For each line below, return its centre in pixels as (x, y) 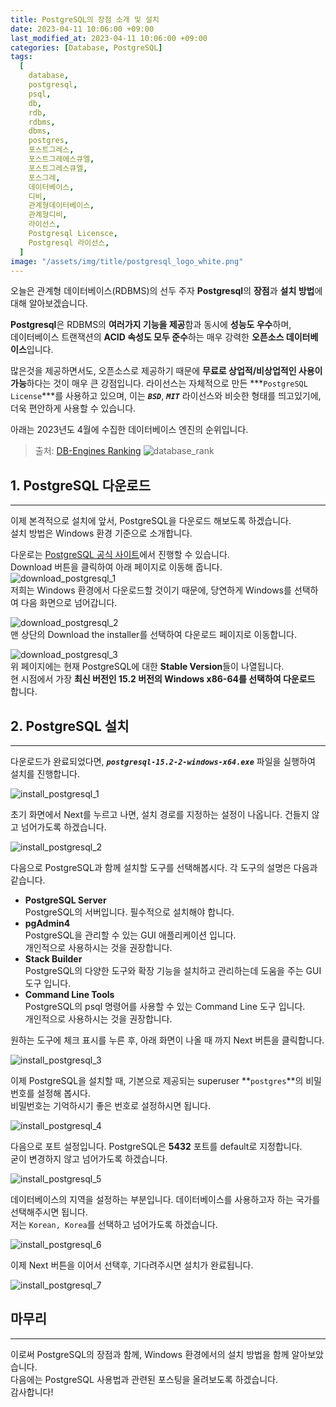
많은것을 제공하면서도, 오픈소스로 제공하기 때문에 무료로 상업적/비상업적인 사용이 (166, 371)
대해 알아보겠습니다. (49, 303)
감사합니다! (32, 1392)
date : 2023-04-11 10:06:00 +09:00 (82, 29)
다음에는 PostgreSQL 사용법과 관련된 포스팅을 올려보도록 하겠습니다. (144, 1379)
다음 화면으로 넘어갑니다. (69, 603)
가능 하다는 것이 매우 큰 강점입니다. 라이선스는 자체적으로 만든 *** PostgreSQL (159, 383)
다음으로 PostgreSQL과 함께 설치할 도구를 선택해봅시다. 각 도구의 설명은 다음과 (164, 867)
